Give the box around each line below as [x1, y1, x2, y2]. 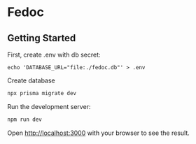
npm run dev [7, 116, 42, 123]
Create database [7, 76, 56, 85]
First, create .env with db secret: [7, 50, 101, 59]
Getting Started [7, 32, 76, 44]
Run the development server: [7, 102, 91, 110]
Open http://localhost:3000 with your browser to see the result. [7, 129, 190, 137]
